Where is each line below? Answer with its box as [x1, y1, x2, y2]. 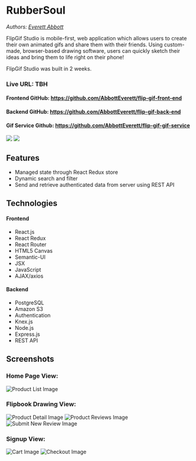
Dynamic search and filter [14, 175, 78, 182]
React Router [14, 241, 47, 248]
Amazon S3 [14, 305, 43, 312]
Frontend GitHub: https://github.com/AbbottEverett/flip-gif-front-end [6, 94, 182, 101]
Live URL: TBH [6, 80, 49, 88]
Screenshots [6, 354, 54, 364]
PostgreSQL [14, 299, 44, 306]
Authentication [14, 311, 51, 319]
